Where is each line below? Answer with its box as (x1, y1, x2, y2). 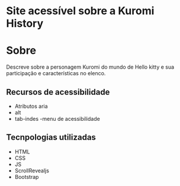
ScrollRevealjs (14, 167, 49, 174)
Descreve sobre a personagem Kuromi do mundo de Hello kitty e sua (6, 63, 175, 70)
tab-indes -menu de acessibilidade (14, 115, 101, 122)
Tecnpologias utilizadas (6, 132, 97, 143)
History (6, 17, 44, 30)
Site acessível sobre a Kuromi (6, 4, 155, 18)
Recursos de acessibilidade (6, 87, 110, 97)
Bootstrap (14, 173, 39, 180)
